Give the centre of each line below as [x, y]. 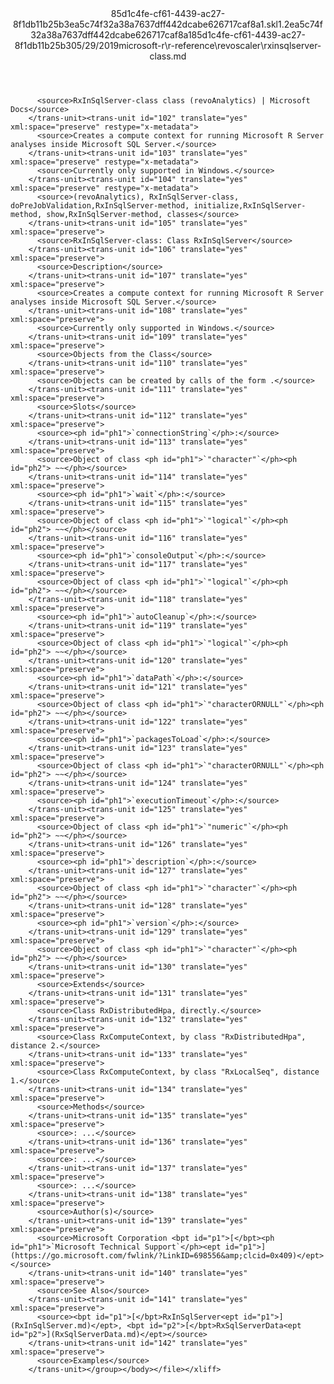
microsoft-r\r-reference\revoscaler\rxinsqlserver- [220, 45]
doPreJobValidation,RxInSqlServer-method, [100, 206]
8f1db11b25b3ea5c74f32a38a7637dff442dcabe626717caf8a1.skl [145, 24]
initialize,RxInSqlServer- [250, 206]
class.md [168, 56]
